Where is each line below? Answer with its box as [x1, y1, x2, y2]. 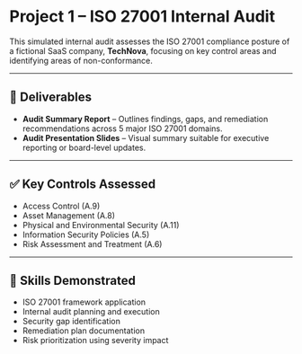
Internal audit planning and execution [22, 306, 160, 317]
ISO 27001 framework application [22, 296, 147, 307]
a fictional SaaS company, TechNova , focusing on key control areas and [9, 45, 277, 56]
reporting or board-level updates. [22, 142, 147, 153]
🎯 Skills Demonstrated [9, 272, 137, 288]
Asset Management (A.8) [22, 209, 115, 221]
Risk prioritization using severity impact [22, 335, 169, 346]
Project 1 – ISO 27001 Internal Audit [9, 6, 276, 27]
